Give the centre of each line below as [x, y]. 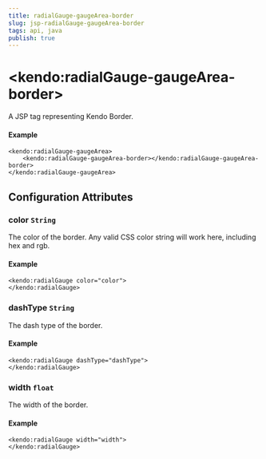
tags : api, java [35, 30]
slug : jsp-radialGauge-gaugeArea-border [77, 23]
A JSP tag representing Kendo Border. [71, 117]
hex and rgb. [29, 246]
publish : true [32, 38]
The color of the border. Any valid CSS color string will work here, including [132, 237]
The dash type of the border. [56, 325]
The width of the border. [48, 405]
